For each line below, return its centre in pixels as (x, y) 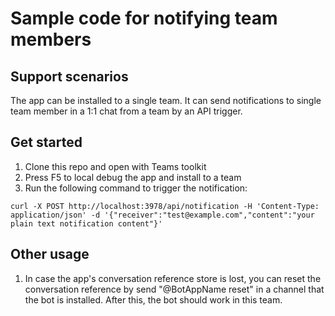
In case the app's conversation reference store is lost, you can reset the (173, 278)
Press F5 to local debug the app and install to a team (133, 177)
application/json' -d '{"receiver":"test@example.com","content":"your (162, 215)
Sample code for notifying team (144, 18)
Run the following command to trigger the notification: (136, 188)
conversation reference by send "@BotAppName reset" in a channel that (174, 289)
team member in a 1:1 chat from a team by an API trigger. (126, 111)
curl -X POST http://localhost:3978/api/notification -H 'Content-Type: (165, 206)
